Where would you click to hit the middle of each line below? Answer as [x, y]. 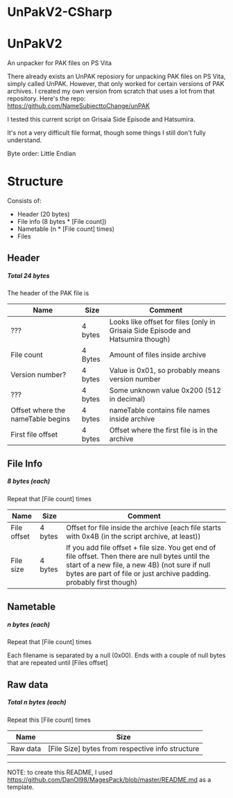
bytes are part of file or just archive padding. [138, 573]
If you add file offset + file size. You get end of [141, 547]
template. [21, 787]
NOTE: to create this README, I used [60, 772]
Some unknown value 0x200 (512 [165, 390]
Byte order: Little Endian [42, 154]
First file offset [34, 435]
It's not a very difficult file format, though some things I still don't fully [106, 133]
